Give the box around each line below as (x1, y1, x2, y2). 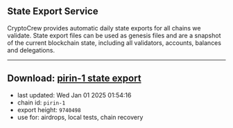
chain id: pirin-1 (17, 98, 66, 107)
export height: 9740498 (17, 105, 81, 113)
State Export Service (7, 6, 98, 17)
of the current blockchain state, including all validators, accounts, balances (7, 38, 222, 47)
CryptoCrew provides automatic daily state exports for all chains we (7, 24, 201, 32)
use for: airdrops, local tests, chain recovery (17, 113, 144, 121)
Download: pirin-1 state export (7, 73, 141, 84)
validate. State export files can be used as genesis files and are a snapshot (7, 31, 221, 39)
